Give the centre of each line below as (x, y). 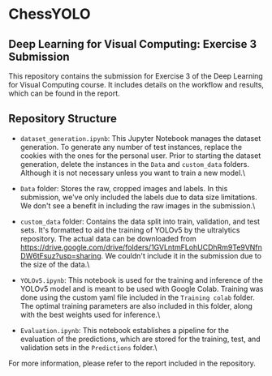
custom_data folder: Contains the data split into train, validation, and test (140, 221)
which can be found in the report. (64, 93)
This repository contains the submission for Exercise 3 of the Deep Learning (136, 76)
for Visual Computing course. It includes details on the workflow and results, (136, 85)
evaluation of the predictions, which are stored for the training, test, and (140, 339)
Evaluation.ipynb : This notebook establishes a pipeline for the (125, 330)
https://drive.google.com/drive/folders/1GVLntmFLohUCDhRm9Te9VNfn (141, 247)
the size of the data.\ (55, 264)
